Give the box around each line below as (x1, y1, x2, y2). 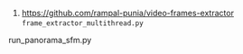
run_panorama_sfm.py (8, 35, 92, 45)
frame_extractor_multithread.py (21, 19, 144, 28)
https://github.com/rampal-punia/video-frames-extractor (21, 8, 234, 18)
